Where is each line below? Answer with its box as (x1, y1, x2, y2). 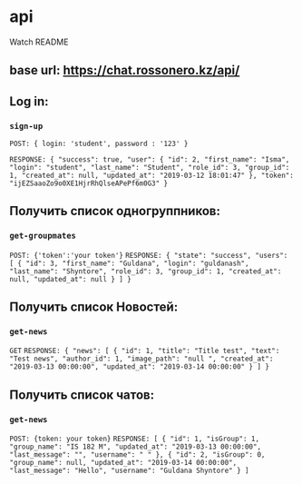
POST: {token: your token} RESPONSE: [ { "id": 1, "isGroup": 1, (9, 434, 260, 444)
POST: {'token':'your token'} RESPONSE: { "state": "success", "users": (9, 251, 288, 260)
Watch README (9, 36, 69, 47)
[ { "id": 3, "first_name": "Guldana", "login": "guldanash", (9, 259, 249, 268)
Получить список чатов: (9, 387, 155, 402)
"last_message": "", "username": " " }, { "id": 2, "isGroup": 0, (9, 450, 266, 459)
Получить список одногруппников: (9, 203, 220, 219)
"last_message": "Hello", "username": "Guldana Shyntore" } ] (9, 466, 249, 476)
